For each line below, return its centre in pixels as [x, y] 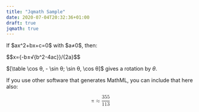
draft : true [21, 23]
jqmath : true [22, 28]
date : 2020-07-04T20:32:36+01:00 [48, 17]
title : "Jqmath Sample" [36, 12]
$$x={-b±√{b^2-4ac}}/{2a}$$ [43, 57]
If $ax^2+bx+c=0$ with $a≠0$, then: [52, 46]
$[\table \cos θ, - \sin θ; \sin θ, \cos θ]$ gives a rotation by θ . [82, 69]
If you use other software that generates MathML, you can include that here [99, 80]
